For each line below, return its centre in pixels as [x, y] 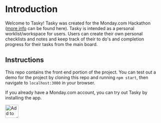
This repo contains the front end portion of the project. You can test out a [81, 72]
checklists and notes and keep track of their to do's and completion [74, 39]
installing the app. [23, 97]
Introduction [31, 9]
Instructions [24, 60]
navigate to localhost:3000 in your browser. [50, 82]
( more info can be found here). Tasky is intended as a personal [70, 28]
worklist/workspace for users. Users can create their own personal [74, 33]
